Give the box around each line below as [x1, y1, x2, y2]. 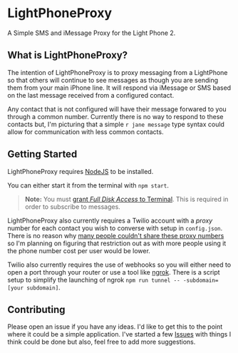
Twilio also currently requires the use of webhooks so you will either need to [7, 260, 232, 269]
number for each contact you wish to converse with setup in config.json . [7, 223, 223, 232]
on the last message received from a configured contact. [7, 91, 175, 99]
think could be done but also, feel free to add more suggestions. [7, 337, 196, 347]
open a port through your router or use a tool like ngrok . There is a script [7, 267, 220, 276]
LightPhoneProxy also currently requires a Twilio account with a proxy [7, 216, 213, 225]
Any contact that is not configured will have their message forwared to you [7, 105, 227, 113]
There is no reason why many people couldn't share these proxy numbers [7, 231, 224, 240]
